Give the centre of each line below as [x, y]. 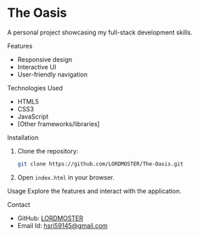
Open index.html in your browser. [66, 177]
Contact [19, 204]
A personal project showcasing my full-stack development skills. [100, 32]
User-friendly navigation [52, 74]
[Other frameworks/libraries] [58, 123]
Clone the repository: [48, 151]
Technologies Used [35, 88]
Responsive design [45, 59]
